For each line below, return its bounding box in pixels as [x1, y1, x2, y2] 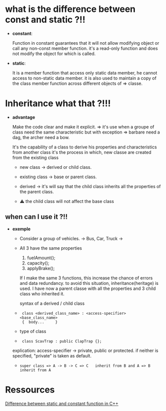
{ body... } [22, 319, 58, 325]
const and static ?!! [5, 14, 85, 25]
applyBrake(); [27, 265, 55, 271]
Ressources [5, 384, 55, 395]
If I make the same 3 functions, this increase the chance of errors [19, 274, 153, 281]
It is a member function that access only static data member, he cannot [12, 69, 158, 75]
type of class [19, 328, 46, 334]
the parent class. [19, 189, 54, 195]
